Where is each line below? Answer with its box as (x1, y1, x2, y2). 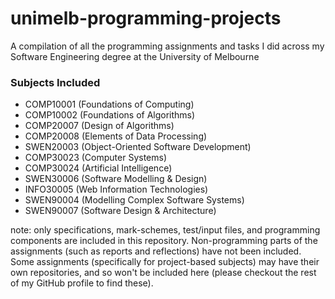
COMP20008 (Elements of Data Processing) (24, 130, 208, 142)
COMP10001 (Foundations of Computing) (24, 98, 195, 111)
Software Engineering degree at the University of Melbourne (10, 50, 260, 62)
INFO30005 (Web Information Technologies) (24, 183, 209, 196)
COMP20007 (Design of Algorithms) (24, 120, 175, 132)
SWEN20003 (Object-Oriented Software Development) (24, 141, 252, 153)
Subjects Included (10, 75, 101, 89)
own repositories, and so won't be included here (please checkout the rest (10, 267, 317, 279)
